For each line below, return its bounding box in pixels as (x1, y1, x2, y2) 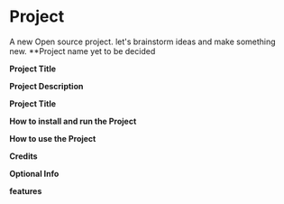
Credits (9, 151, 38, 162)
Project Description (9, 80, 84, 91)
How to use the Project (9, 133, 96, 144)
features (9, 185, 42, 196)
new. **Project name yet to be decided (9, 45, 156, 56)
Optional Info (9, 168, 60, 179)
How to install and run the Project (9, 116, 137, 126)
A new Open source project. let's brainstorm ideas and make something (9, 36, 277, 47)
